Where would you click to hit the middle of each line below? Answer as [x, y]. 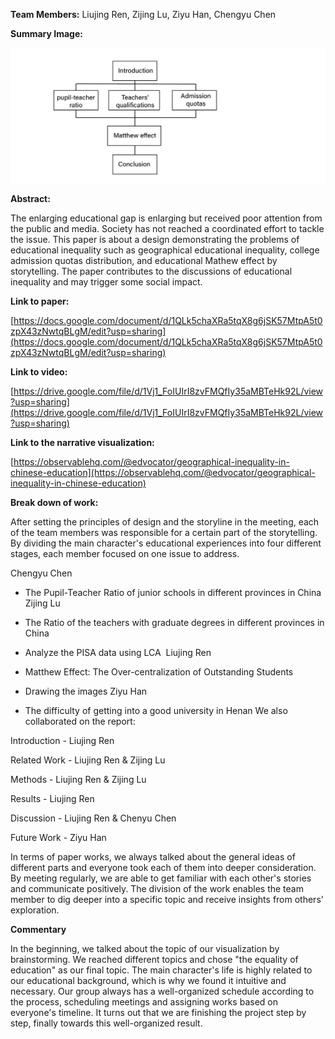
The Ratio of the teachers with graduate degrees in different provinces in [174, 623]
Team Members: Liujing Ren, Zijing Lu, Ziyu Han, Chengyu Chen [143, 14]
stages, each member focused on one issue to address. [125, 554]
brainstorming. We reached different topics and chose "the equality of [154, 960]
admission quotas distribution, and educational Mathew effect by [144, 261]
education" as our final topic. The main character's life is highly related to [161, 970]
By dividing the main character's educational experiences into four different [166, 543]
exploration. [35, 910]
